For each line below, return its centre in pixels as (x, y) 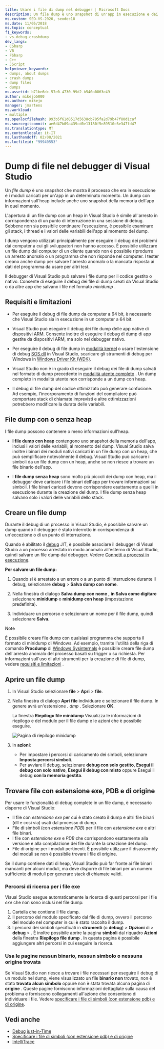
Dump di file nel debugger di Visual (78, 166)
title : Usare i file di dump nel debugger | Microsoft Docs (68, 10)
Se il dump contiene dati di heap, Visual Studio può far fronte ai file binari (79, 863)
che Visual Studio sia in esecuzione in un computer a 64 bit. (72, 319)
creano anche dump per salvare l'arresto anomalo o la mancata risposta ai (80, 261)
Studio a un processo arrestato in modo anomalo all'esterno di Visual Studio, (82, 550)
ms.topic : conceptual (27, 28)
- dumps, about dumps (27, 74)
